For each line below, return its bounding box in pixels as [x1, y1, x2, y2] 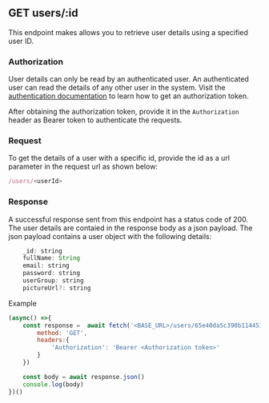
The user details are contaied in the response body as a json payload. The [8, 223, 253, 233]
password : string [22, 269, 81, 277]
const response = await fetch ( [22, 321, 130, 329]
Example [8, 298, 38, 308]
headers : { [37, 336, 70, 345]
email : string [22, 261, 70, 270]
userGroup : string [22, 277, 84, 285]
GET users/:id [8, 6, 78, 20]
